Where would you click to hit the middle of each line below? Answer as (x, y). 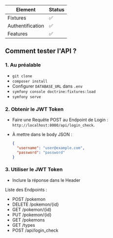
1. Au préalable (23, 65)
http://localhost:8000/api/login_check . (53, 125)
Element (26, 10)
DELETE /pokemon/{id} (35, 204)
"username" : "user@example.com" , (51, 148)
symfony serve (26, 97)
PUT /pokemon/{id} (32, 215)
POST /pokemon (29, 199)
